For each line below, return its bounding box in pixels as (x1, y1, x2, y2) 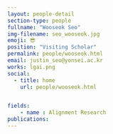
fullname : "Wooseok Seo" (7, 24, 81, 31)
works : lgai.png (7, 63, 55, 71)
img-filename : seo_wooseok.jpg (7, 30, 100, 38)
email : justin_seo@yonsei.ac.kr (7, 57, 103, 64)
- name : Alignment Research (20, 109, 107, 116)
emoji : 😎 (7, 37, 36, 44)
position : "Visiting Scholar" (7, 43, 97, 51)
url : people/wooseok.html (20, 83, 97, 91)
